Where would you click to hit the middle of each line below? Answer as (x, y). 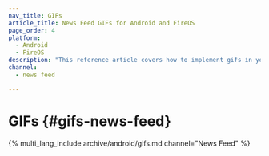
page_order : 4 (32, 30)
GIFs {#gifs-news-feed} (90, 121)
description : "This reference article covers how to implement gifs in (130, 60)
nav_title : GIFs (35, 16)
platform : (25, 38)
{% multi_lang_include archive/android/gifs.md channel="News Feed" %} (129, 143)
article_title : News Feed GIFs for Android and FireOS (102, 23)
